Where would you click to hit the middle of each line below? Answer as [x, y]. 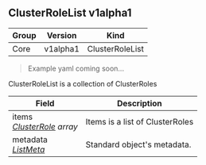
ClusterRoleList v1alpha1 [70, 13]
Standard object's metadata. [138, 144]
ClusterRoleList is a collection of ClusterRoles [83, 83]
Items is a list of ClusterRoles [140, 121]
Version [62, 35]
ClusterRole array [45, 126]
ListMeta [29, 149]
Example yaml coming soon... [76, 68]
